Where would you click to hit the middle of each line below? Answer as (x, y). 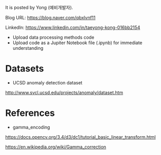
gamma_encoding (31, 127)
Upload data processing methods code (53, 37)
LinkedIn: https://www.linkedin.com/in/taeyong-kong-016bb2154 (73, 27)
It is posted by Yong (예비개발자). (39, 7)
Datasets (25, 69)
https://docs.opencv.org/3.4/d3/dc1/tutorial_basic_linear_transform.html (80, 137)
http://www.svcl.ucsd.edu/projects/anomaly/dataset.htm (64, 92)
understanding (28, 48)
